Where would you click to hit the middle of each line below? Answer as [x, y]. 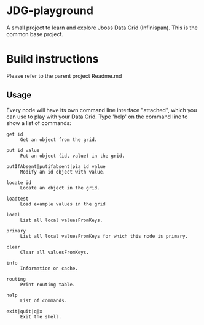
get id [15, 134]
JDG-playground [50, 11]
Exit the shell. [41, 316]
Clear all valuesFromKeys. [54, 252]
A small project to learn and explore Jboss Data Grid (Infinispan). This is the [102, 28]
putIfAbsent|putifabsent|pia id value [56, 166]
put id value [23, 150]
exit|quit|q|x [25, 311]
